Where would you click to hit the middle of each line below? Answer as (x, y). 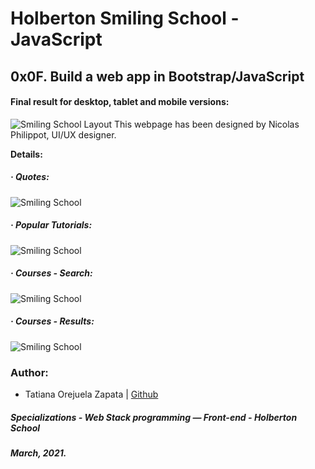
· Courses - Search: (51, 273)
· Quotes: (30, 177)
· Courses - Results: (52, 321)
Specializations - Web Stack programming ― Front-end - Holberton (154, 417)
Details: (26, 154)
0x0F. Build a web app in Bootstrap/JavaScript (157, 76)
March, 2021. (38, 453)
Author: (29, 372)
